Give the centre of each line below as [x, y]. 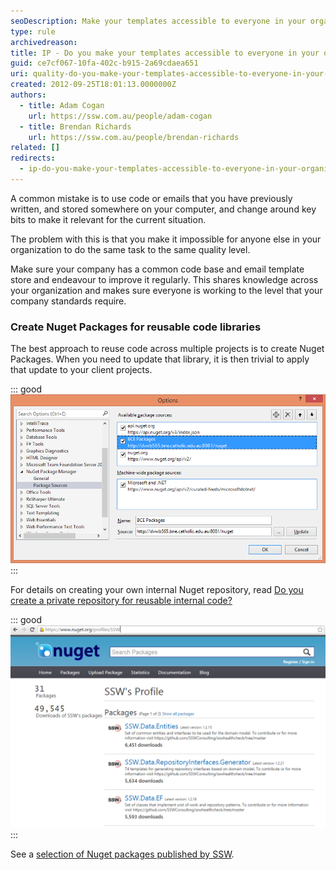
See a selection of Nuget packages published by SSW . [122, 854]
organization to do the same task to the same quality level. [130, 249]
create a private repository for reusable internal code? [121, 601]
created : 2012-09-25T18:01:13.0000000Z [93, 85]
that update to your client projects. [81, 370]
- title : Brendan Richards [75, 126]
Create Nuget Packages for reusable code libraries [136, 327]
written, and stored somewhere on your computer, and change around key [163, 209]
